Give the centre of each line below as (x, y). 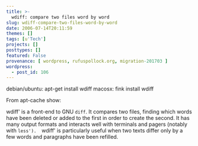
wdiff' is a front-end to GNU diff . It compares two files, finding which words (99, 112)
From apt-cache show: (34, 100)
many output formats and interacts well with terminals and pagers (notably (97, 124)
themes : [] (20, 34)
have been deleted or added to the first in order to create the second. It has (98, 118)
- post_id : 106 (30, 72)
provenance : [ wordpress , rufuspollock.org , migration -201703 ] (87, 61)
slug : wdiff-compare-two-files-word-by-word (62, 22)
